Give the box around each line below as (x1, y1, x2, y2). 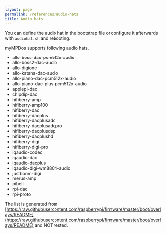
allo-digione (12, 65, 37, 71)
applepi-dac (12, 86, 38, 92)
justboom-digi (12, 171, 41, 176)
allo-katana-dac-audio (12, 70, 58, 76)
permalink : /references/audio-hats (5, 12, 79, 17)
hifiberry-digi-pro (12, 144, 48, 150)
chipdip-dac (12, 91, 38, 97)
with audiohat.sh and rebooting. (5, 35, 71, 41)
